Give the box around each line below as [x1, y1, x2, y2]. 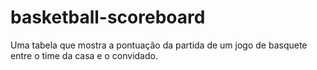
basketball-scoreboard [10, 6, 206, 29]
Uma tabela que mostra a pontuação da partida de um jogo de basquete [10, 39, 308, 51]
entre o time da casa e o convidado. [10, 49, 158, 61]
